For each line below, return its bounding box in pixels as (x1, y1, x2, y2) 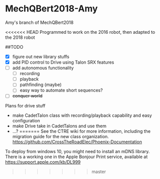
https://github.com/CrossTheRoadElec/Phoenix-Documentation (12, 139, 143, 145)
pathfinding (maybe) (19, 82, 62, 88)
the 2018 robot (5, 34, 35, 40)
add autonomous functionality (12, 65, 74, 71)
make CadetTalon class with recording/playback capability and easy (12, 112, 153, 118)
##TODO (5, 44, 23, 50)
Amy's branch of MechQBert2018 (5, 19, 74, 25)
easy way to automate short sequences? (19, 88, 103, 93)
